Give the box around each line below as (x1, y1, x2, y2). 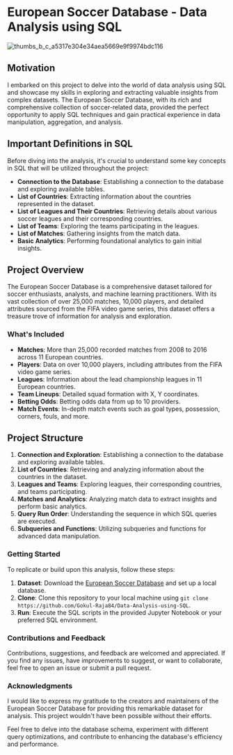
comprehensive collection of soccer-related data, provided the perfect (7, 102, 209, 111)
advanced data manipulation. (17, 532, 101, 540)
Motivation (7, 62, 56, 74)
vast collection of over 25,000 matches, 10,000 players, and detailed (7, 297, 204, 306)
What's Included (7, 329, 65, 339)
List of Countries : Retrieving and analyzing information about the (17, 465, 204, 474)
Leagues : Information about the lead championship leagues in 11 (17, 375, 202, 383)
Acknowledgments (7, 681, 73, 690)
